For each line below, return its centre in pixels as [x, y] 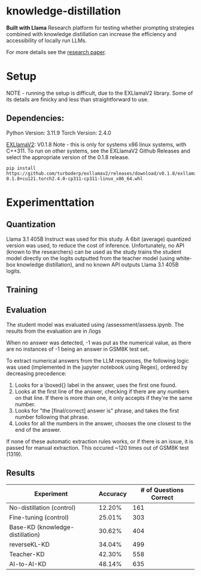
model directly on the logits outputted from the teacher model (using [91, 258]
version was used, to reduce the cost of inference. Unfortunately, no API [95, 245]
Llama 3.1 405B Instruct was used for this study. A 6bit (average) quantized [99, 239]
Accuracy [113, 494]
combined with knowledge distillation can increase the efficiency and [92, 34]
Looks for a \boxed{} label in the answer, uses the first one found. [96, 385]
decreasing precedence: [36, 373]
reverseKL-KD [29, 544]
